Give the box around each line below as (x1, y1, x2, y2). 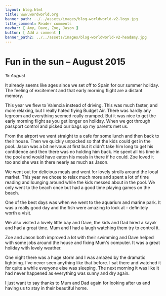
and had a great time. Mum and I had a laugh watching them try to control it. (5, 225, 160, 231)
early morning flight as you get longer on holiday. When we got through (5, 118, 151, 124)
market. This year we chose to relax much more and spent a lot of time (5, 174, 149, 180)
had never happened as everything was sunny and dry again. (5, 270, 130, 276)
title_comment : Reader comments (5, 21, 72, 26)
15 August (5, 72, 26, 78)
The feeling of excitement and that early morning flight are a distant (5, 87, 143, 93)
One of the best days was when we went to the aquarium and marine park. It (5, 199, 161, 205)
